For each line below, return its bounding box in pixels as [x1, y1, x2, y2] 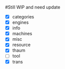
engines [12, 19, 29, 25]
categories [12, 14, 34, 19]
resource [12, 42, 31, 48]
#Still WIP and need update [5, 4, 61, 10]
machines [12, 31, 32, 37]
